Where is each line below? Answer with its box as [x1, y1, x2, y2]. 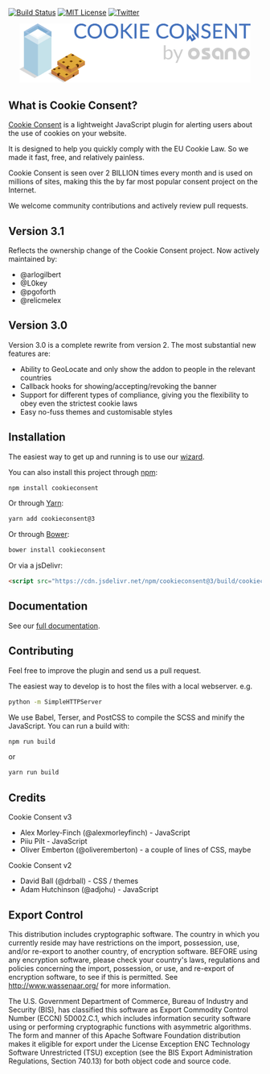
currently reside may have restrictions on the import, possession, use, [8, 938, 239, 948]
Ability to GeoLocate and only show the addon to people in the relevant [19, 364, 256, 374]
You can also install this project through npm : [8, 467, 158, 477]
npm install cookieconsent [8, 484, 99, 492]
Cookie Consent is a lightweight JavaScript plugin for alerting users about [8, 120, 253, 130]
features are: [8, 349, 51, 358]
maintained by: [8, 254, 58, 263]
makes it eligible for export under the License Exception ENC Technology [8, 1039, 251, 1048]
